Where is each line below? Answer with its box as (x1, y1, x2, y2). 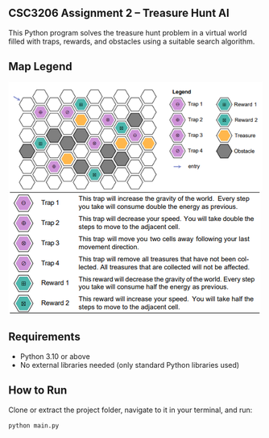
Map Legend (8, 60, 72, 73)
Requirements (8, 330, 81, 344)
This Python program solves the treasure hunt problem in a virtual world (8, 27, 247, 37)
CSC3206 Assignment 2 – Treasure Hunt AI (8, 6, 230, 20)
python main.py (8, 421, 60, 430)
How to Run (8, 383, 68, 398)
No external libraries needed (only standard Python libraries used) (19, 360, 240, 369)
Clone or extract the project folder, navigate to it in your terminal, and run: (8, 405, 253, 415)
